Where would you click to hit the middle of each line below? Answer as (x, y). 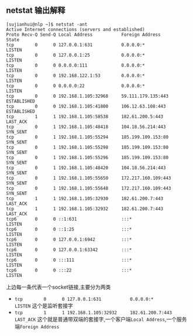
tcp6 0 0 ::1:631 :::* (69, 219)
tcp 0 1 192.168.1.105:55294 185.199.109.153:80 (87, 137)
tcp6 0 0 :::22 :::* (69, 270)
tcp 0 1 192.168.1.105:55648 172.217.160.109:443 (89, 188)
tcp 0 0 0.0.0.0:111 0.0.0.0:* (75, 65)
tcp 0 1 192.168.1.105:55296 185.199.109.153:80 (87, 157)
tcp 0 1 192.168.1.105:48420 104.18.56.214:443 (86, 168)
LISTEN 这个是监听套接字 (44, 306)
